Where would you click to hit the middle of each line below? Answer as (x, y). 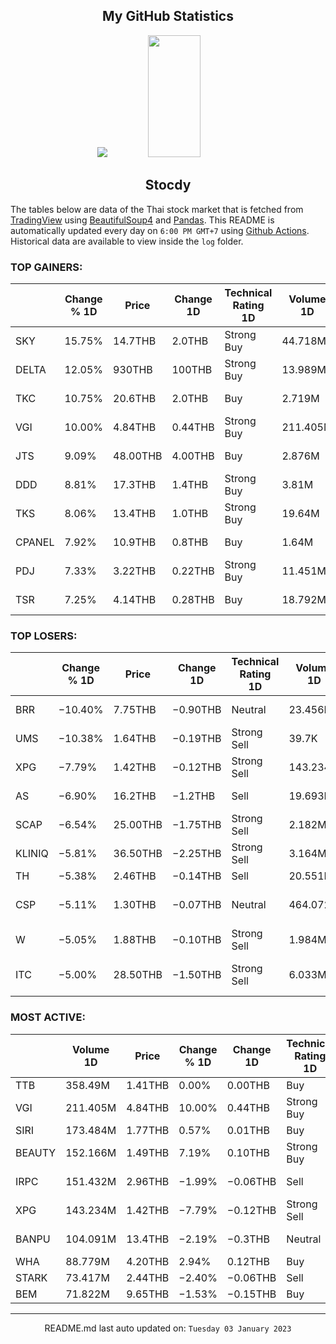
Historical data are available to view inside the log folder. (127, 241)
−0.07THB (197, 905)
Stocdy (168, 185)
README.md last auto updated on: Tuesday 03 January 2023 (168, 1328)
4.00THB (193, 456)
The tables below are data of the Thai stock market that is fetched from (157, 209)
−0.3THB (248, 1239)
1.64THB (135, 739)
